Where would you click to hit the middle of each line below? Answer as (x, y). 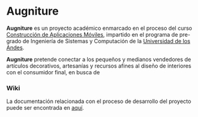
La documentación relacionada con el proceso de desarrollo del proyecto (99, 101)
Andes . (15, 48)
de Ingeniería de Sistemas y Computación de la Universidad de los (106, 41)
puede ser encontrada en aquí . (45, 108)
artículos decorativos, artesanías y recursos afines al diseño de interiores (99, 66)
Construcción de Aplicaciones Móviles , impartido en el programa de (92, 34)
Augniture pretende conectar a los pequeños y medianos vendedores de (99, 59)
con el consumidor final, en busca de (53, 72)
